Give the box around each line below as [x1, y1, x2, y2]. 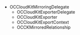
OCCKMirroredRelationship [16, 24, 71, 30]
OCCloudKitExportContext [16, 19, 69, 25]
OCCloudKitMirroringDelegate [9, 4, 69, 10]
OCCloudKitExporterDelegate [16, 9, 76, 15]
